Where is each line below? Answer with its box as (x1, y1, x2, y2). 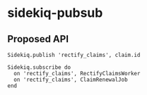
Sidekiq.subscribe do (7, 64, 71, 71)
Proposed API (7, 33, 69, 45)
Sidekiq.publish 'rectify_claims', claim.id (7, 51, 141, 58)
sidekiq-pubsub (7, 5, 103, 21)
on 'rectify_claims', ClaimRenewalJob (13, 76, 129, 83)
